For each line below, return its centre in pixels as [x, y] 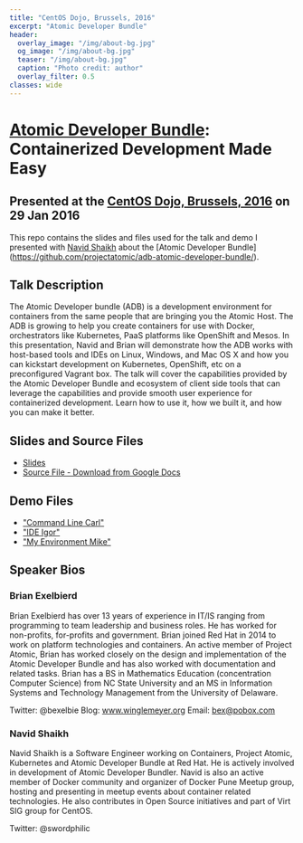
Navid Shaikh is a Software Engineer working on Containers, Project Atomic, [151, 753]
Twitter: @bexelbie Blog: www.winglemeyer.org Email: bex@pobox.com [142, 710]
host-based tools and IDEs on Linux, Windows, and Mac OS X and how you [149, 355]
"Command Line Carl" [63, 523]
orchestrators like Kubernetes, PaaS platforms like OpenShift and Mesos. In [149, 336]
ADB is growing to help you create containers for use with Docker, [132, 326]
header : [24, 34]
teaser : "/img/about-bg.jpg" [72, 60]
